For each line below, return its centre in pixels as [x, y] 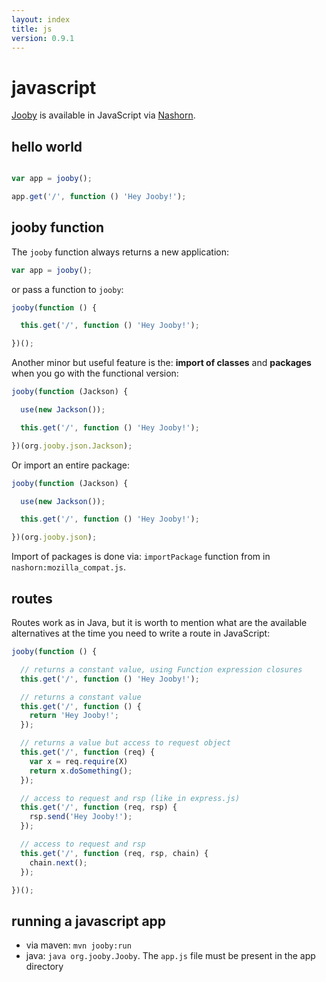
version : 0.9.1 [43, 38]
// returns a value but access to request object [125, 743]
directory [44, 967]
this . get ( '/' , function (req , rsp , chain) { [114, 853]
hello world [47, 146]
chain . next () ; [58, 862]
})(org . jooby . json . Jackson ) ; [72, 446]
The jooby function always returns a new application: [120, 252]
